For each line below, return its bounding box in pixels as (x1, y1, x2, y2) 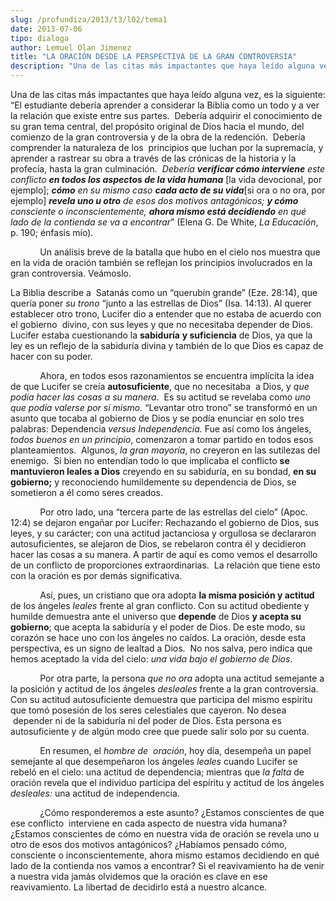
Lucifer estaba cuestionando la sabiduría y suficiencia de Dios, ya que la (10, 329, 313, 341)
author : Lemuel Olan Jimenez (10, 42, 132, 53)
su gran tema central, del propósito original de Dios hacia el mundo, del (10, 121, 305, 132)
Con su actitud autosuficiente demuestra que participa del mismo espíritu (10, 694, 313, 705)
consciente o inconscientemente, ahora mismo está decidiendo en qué (10, 206, 307, 217)
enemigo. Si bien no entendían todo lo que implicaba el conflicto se (10, 455, 290, 466)
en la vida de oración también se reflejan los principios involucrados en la (10, 257, 313, 268)
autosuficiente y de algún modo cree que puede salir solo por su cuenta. (10, 726, 310, 737)
